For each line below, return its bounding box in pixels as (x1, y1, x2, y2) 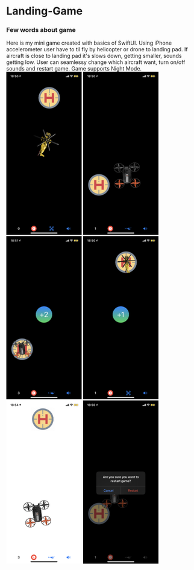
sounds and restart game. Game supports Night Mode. (6, 65, 142, 72)
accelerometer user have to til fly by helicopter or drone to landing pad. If (6, 46, 188, 53)
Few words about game (6, 26, 77, 34)
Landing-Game (6, 4, 83, 18)
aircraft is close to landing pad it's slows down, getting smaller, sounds (6, 52, 182, 60)
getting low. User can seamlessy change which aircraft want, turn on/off (6, 59, 186, 66)
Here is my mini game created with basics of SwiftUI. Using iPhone (6, 39, 172, 46)
